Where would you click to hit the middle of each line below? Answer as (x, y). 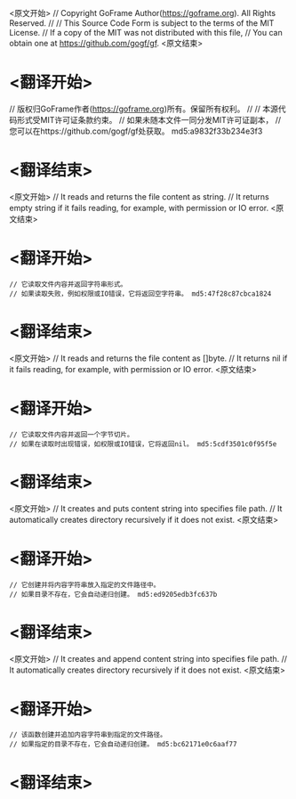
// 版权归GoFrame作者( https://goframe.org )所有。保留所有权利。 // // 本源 (144, 109)
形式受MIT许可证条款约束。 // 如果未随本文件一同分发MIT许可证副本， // (149, 119)
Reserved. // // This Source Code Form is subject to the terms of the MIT (142, 23)
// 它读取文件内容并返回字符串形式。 (68, 284)
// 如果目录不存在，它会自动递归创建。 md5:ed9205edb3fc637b (113, 594)
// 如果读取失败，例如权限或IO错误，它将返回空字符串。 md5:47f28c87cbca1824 (140, 294)
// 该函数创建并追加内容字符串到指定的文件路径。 (88, 735)
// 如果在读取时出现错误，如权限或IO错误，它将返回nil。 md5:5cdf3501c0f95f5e (143, 444)
